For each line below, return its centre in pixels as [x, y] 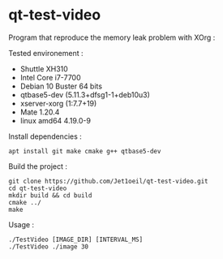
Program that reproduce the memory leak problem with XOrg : [112, 37]
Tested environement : [46, 53]
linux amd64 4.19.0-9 [56, 120]
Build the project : [38, 166]
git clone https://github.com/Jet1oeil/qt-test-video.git [108, 181]
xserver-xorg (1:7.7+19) [58, 103]
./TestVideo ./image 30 [49, 246]
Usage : [21, 224]
